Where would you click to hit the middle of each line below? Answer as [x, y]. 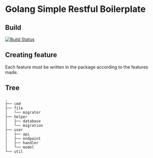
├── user [14, 130]
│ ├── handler [22, 143]
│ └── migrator [23, 112]
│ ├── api [17, 134]
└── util [14, 152]
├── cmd [13, 104]
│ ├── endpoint [23, 138]
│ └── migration [24, 125]
